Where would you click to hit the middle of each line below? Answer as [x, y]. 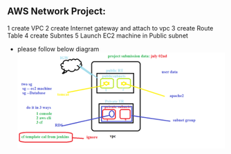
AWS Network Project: [56, 11]
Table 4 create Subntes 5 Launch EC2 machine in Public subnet [98, 35]
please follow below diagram [58, 49]
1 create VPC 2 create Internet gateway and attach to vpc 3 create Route [110, 28]
